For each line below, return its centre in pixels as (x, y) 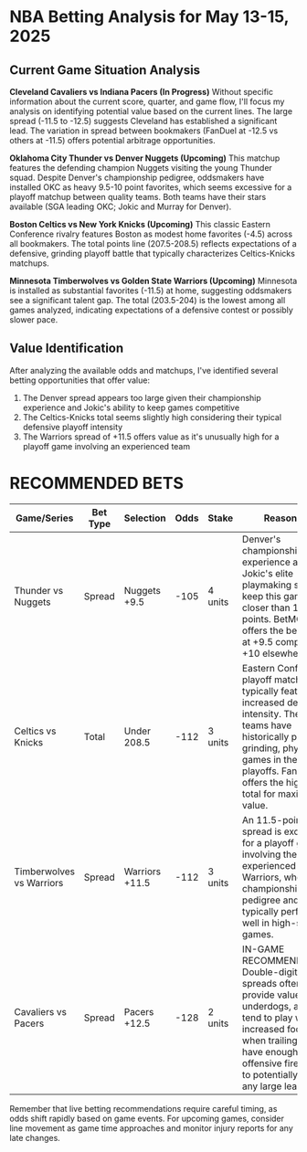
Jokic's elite (268, 573)
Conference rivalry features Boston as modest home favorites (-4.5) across (151, 234)
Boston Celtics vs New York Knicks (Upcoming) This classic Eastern (140, 224)
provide (259, 995)
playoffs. (260, 771)
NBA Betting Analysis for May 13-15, (149, 17)
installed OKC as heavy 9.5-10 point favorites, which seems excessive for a (151, 187)
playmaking (267, 585)
